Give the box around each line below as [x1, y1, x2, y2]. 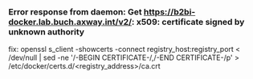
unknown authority [8, 26, 85, 38]
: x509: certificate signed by [131, 16, 245, 27]
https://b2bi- [143, 6, 196, 18]
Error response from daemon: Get [8, 6, 142, 18]
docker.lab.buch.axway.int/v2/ [8, 16, 133, 27]
